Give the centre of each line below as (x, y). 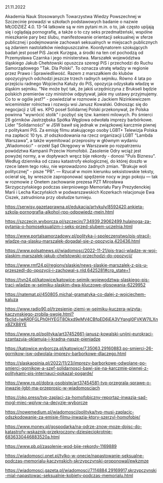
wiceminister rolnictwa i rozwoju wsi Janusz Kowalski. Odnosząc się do (76, 104)
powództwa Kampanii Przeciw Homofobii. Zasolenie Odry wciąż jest (73, 151)
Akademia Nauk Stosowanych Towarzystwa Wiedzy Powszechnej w (73, 16)
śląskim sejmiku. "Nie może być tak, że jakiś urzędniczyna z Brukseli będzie (81, 89)
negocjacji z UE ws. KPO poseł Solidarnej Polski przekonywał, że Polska (77, 109)
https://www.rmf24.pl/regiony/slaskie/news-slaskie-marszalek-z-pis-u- (76, 265)
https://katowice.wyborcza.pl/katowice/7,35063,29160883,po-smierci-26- (79, 348)
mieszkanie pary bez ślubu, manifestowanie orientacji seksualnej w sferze (79, 37)
